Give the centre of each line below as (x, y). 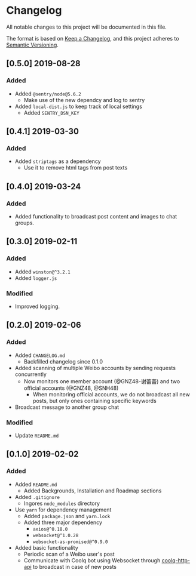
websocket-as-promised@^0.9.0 (70, 542)
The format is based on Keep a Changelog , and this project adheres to (93, 38)
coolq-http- (176, 560)
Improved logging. (37, 306)
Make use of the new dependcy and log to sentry (84, 100)
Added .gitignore (37, 497)
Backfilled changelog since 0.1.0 (63, 361)
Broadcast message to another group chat (67, 407)
